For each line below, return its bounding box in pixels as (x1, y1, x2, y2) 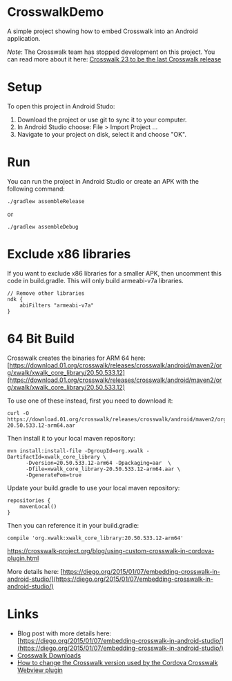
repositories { (7, 497, 51, 504)
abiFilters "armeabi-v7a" (19, 302, 95, 309)
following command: (7, 184, 66, 193)
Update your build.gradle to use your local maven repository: (7, 483, 180, 492)
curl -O (7, 410, 30, 416)
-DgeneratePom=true (25, 471, 81, 479)
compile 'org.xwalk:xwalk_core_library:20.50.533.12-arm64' (7, 535, 184, 541)
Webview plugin (17, 666, 64, 674)
